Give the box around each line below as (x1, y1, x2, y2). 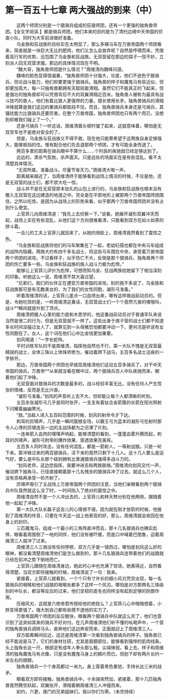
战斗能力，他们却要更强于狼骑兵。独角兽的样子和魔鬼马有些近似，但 (22, 78, 164, 84)
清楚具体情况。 (5, 160, 36, 166)
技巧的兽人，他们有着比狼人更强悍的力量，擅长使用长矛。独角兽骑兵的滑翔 (9, 98, 164, 104)
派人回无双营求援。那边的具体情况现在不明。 (9, 60, 102, 66)
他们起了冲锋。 (9, 374, 41, 380)
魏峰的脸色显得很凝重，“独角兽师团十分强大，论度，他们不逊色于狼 (16, 72, 155, 78)
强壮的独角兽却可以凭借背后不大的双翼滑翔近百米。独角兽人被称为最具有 (9, 91, 159, 97)
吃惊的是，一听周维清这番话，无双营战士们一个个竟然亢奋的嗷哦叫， (22, 299, 164, 305)
